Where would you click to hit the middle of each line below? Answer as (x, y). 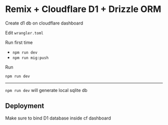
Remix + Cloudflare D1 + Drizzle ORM (83, 9)
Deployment (25, 106)
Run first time (19, 42)
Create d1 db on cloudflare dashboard (44, 23)
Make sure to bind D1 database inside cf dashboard (58, 118)
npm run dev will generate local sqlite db (46, 90)
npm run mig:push (30, 58)
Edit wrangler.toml (24, 32)
